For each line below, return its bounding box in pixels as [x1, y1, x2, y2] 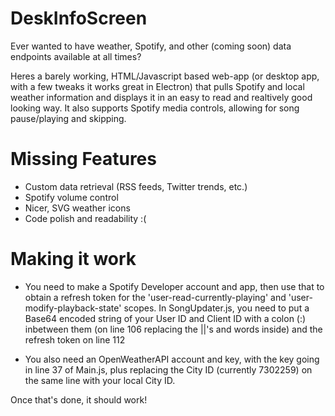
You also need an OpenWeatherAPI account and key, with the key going [24, 353, 320, 365]
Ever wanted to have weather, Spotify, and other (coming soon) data [10, 40, 292, 52]
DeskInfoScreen [10, 7, 148, 30]
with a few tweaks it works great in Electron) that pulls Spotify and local [10, 80, 305, 92]
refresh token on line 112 [24, 333, 126, 346]
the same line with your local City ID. [24, 374, 176, 386]
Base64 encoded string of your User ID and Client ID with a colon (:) [24, 312, 307, 324]
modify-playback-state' [24, 302, 122, 314]
